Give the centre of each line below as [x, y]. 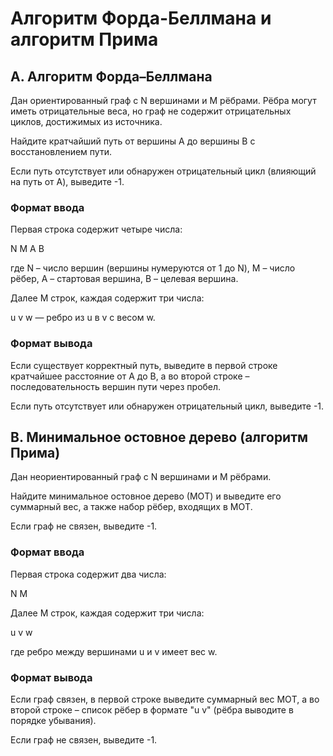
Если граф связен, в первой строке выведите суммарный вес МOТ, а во [165, 699]
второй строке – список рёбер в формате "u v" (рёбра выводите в [152, 710]
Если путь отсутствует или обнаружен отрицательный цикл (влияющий [163, 171]
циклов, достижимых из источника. [86, 121]
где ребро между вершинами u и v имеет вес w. [114, 651]
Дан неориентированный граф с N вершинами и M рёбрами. [141, 477]
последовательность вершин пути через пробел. [116, 386]
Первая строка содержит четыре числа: [96, 229]
